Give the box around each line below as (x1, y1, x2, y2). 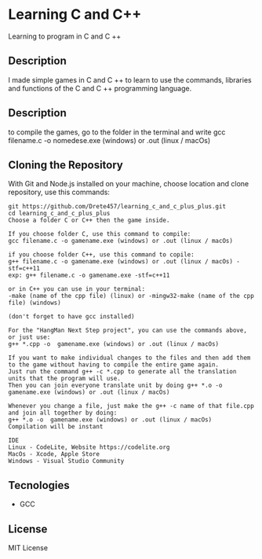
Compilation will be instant (8, 423, 104, 431)
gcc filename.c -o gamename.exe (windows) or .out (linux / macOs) (8, 237, 234, 245)
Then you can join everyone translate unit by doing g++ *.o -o (8, 381, 223, 390)
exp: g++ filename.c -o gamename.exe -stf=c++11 (8, 271, 170, 280)
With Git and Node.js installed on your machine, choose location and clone (8, 179, 249, 189)
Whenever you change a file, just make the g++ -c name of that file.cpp (8, 403, 255, 410)
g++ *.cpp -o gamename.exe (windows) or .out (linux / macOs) (8, 340, 220, 348)
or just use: (8, 333, 51, 341)
